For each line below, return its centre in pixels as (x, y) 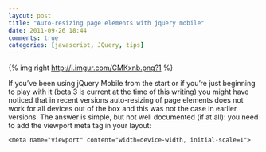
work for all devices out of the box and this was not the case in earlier (123, 109)
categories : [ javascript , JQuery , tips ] (76, 45)
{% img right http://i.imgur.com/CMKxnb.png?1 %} (91, 68)
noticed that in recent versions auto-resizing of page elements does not (126, 100)
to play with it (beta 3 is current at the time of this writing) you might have (129, 92)
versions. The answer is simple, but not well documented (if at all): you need (133, 117)
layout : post (30, 16)
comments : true (33, 38)
